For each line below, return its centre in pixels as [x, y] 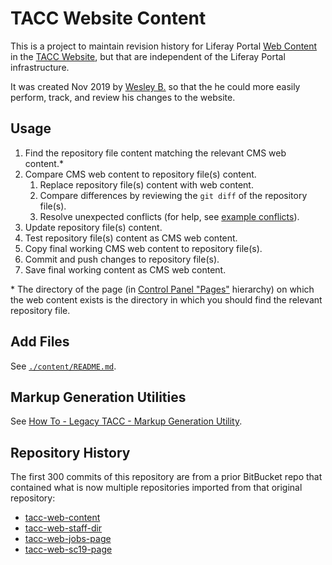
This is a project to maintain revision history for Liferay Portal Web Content [164, 46]
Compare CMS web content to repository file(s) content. [140, 174]
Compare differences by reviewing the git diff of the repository [173, 195]
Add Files [40, 342]
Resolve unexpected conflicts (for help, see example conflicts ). [169, 216]
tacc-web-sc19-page [68, 549]
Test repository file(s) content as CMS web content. [131, 238]
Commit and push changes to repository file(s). [122, 259]
